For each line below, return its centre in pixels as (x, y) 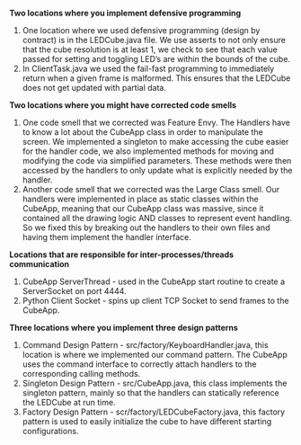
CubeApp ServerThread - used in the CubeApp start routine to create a (154, 281)
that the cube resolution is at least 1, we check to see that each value (150, 49)
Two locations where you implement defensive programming (125, 13)
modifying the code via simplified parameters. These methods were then (157, 160)
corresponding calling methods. (81, 374)
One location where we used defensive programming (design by (141, 30)
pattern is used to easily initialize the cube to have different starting (147, 421)
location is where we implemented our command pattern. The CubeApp (155, 355)
